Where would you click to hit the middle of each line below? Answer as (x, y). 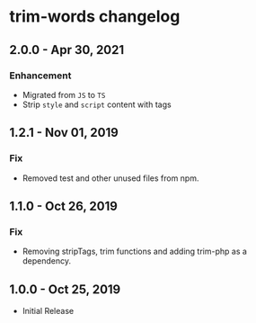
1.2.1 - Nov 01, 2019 (64, 133)
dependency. (47, 261)
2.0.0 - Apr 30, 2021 (67, 50)
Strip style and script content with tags (97, 104)
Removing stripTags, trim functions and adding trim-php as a (134, 251)
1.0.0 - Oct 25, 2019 (65, 289)
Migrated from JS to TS (64, 94)
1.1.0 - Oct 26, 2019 (64, 206)
